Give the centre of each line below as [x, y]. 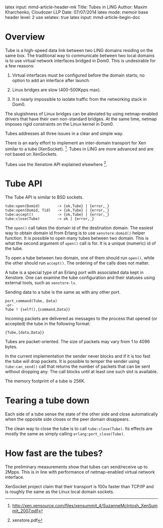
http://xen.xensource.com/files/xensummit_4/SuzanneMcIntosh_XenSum [85, 506]
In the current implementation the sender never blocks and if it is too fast [78, 356]
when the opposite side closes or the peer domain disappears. [67, 419]
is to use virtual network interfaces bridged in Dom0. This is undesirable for [81, 61]
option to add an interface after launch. [51, 80]
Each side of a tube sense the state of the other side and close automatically [81, 414]
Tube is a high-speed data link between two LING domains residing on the [79, 50]
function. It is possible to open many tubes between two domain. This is [77, 238]
